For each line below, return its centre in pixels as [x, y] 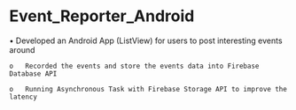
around [22, 49]
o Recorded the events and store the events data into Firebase [134, 66]
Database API [33, 73]
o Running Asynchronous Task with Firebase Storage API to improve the [148, 89]
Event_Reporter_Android [102, 16]
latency [23, 97]
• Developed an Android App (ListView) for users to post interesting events [146, 40]
